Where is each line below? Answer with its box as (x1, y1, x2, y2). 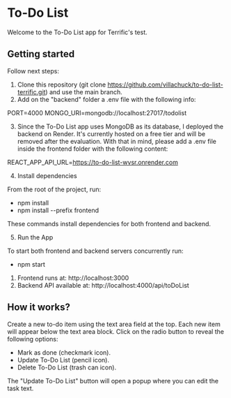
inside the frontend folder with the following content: (17, 145, 168, 153)
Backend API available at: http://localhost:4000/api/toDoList (17, 281, 189, 289)
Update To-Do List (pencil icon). (17, 355, 110, 364)
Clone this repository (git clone (17, 80, 106, 89)
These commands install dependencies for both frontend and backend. (7, 219, 211, 228)
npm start (17, 260, 45, 268)
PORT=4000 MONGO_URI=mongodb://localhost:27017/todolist (7, 108, 187, 117)
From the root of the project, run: (7, 185, 102, 193)
